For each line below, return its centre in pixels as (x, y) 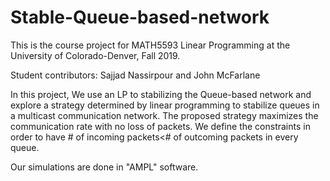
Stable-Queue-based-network (140, 17)
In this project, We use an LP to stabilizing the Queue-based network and (161, 94)
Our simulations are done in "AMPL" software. (104, 167)
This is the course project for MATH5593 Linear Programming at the (150, 45)
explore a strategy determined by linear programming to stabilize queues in (165, 105)
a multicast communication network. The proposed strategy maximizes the (164, 115)
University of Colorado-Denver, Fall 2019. (95, 55)
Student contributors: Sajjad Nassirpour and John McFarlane (135, 75)
